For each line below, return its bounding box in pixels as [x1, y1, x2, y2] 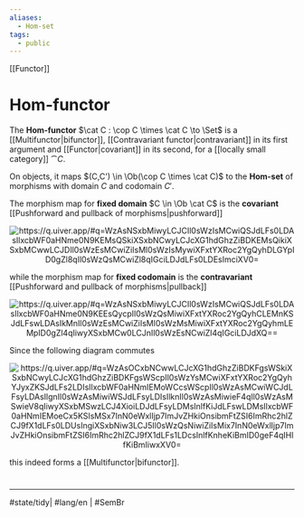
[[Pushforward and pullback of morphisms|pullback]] [9, 281, 207, 292]
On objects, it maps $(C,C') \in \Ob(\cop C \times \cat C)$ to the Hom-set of [9, 171, 294, 182]
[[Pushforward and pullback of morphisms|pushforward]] [9, 208, 223, 219]
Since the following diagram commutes [9, 345, 156, 356]
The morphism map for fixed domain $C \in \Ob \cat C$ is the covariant [9, 198, 279, 209]
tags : [9, 30, 30, 39]
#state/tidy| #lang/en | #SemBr [9, 497, 125, 508]
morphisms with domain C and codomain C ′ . [9, 181, 175, 192]
